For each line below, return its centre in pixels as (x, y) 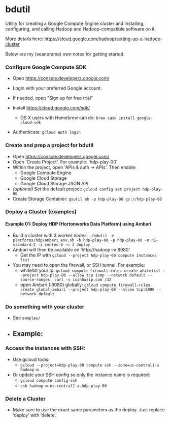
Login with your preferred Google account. (57, 88)
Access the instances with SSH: (45, 348)
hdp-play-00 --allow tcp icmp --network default (93, 275)
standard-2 (24, 245)
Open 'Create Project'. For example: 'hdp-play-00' (65, 162)
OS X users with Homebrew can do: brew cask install (77, 118)
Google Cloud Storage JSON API (54, 183)
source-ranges (35, 279)
